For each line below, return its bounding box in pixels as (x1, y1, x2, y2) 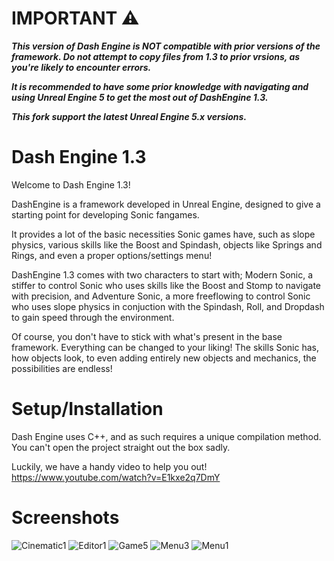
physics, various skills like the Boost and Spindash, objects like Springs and (11, 238, 323, 251)
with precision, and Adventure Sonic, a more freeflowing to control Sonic (11, 290, 311, 302)
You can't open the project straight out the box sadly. (11, 441, 231, 453)
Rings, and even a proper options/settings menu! (11, 249, 213, 261)
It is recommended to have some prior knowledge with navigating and (11, 80, 309, 92)
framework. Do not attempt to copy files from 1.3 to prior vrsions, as (11, 50, 301, 62)
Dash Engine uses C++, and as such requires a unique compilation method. (11, 430, 322, 442)
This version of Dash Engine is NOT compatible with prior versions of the (11, 40, 321, 52)
